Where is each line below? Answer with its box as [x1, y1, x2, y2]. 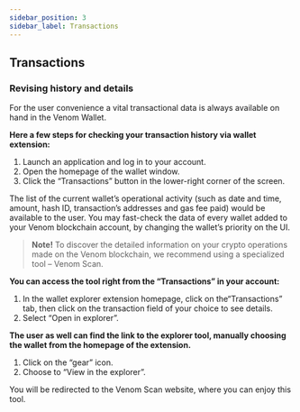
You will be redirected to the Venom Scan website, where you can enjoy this [9, 384, 291, 395]
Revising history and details [9, 82, 134, 95]
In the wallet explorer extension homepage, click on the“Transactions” [22, 294, 283, 305]
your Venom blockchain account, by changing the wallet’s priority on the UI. [9, 222, 291, 233]
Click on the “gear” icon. [22, 357, 114, 368]
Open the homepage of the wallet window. [22, 166, 180, 177]
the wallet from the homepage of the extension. [9, 340, 192, 351]
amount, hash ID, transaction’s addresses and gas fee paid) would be [9, 203, 266, 214]
